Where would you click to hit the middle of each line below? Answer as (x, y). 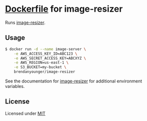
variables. (15, 86)
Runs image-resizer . (25, 22)
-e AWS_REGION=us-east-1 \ (41, 63)
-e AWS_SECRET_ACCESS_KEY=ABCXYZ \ (50, 58)
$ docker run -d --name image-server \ (46, 49)
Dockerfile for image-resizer (64, 9)
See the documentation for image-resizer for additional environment (74, 81)
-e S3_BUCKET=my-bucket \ (40, 67)
